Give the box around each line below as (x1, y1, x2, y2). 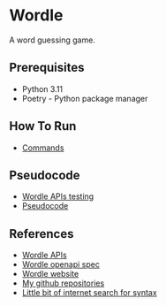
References (9, 226, 74, 241)
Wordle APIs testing (21, 191, 94, 202)
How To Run (9, 119, 77, 134)
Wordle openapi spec (21, 259, 100, 270)
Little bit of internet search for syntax (21, 287, 157, 298)
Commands (21, 142, 64, 153)
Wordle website (21, 269, 79, 279)
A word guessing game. (9, 34, 95, 45)
